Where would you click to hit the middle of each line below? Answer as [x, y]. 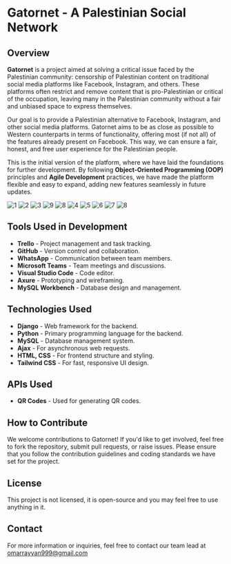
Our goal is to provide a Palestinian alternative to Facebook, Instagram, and [114, 120]
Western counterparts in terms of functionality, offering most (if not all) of [111, 134]
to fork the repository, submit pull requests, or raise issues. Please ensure [112, 446]
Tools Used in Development [67, 227]
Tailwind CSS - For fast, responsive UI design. [83, 363]
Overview [29, 53]
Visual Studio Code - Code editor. [66, 273]
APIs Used [30, 385]
